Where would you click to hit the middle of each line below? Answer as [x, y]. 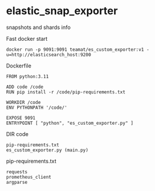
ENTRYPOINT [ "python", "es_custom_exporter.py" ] [70, 123]
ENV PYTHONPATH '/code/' [37, 108]
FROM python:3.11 [28, 76]
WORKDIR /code [24, 102]
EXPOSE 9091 [21, 118]
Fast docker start [27, 38]
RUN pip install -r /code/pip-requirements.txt [66, 92]
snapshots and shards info [38, 27]
